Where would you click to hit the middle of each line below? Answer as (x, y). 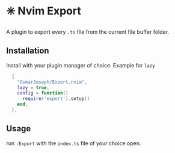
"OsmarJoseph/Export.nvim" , (52, 82)
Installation (28, 51)
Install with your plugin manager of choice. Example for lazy (81, 65)
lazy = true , (33, 87)
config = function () (43, 93)
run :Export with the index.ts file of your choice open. (74, 143)
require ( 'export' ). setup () (56, 99)
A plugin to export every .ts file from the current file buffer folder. (88, 32)
